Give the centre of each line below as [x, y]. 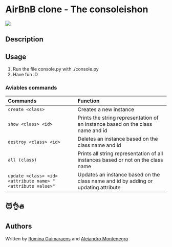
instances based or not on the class [120, 160]
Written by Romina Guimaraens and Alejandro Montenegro [67, 238]
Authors [19, 226]
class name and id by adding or [115, 181]
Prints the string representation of [118, 118]
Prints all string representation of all [120, 153]
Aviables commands [31, 88]
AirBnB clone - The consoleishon [77, 9]
